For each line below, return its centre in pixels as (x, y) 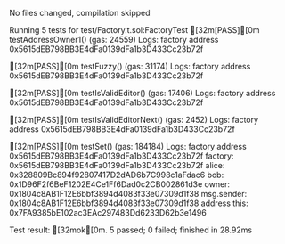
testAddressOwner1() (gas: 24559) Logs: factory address (114, 40)
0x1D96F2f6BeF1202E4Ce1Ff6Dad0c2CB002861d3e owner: (119, 184)
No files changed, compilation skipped (80, 13)
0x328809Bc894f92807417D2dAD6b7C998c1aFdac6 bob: (117, 175)
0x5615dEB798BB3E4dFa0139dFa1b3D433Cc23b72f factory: (122, 156)
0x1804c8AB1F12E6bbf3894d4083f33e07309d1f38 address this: (129, 203)
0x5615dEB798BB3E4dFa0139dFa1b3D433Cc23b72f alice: (117, 165)
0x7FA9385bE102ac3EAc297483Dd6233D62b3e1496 (108, 212)
